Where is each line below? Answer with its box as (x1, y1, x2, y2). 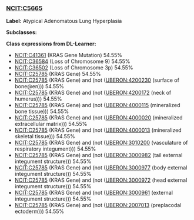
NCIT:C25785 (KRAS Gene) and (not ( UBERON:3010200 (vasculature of (14, 139, 188, 146)
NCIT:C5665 (6, 4, 43, 12)
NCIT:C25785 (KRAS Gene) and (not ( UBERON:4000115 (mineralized (14, 102, 180, 109)
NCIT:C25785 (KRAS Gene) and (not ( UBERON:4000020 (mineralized (14, 114, 183, 121)
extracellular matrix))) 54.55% (14, 121, 88, 128)
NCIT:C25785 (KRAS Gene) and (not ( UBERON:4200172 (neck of (14, 89, 172, 96)
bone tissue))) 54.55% (14, 108, 69, 115)
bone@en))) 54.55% (14, 83, 65, 90)
